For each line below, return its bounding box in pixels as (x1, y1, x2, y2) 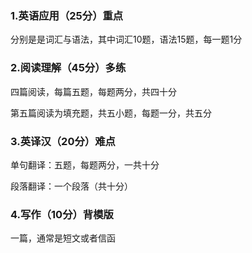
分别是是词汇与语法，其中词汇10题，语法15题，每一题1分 (10, 33, 243, 46)
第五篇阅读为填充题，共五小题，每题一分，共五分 (10, 107, 212, 119)
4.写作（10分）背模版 (10, 207, 114, 221)
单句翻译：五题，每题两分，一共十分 (10, 158, 160, 171)
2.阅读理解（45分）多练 (10, 61, 127, 75)
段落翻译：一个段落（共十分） (10, 180, 133, 192)
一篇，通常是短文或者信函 (10, 232, 116, 244)
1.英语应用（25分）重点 (10, 8, 124, 22)
